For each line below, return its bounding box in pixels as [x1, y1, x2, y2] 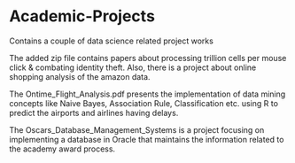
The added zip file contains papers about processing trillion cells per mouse [9, 52, 287, 63]
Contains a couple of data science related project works [9, 35, 214, 46]
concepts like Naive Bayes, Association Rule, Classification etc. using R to [9, 97, 279, 108]
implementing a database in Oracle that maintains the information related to [9, 134, 284, 144]
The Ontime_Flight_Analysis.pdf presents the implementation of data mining [9, 89, 286, 99]
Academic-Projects [9, 6, 155, 27]
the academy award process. [9, 144, 116, 154]
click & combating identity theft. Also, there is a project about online [9, 62, 257, 73]
